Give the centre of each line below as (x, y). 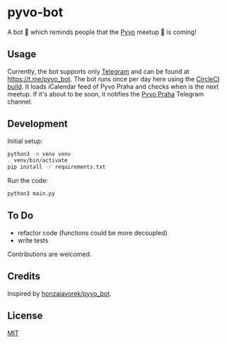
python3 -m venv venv (39, 154)
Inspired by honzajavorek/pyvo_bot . (59, 293)
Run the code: (28, 181)
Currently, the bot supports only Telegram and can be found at (98, 71)
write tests (33, 240)
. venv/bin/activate (38, 160)
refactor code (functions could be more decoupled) (92, 233)
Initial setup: (25, 141)
